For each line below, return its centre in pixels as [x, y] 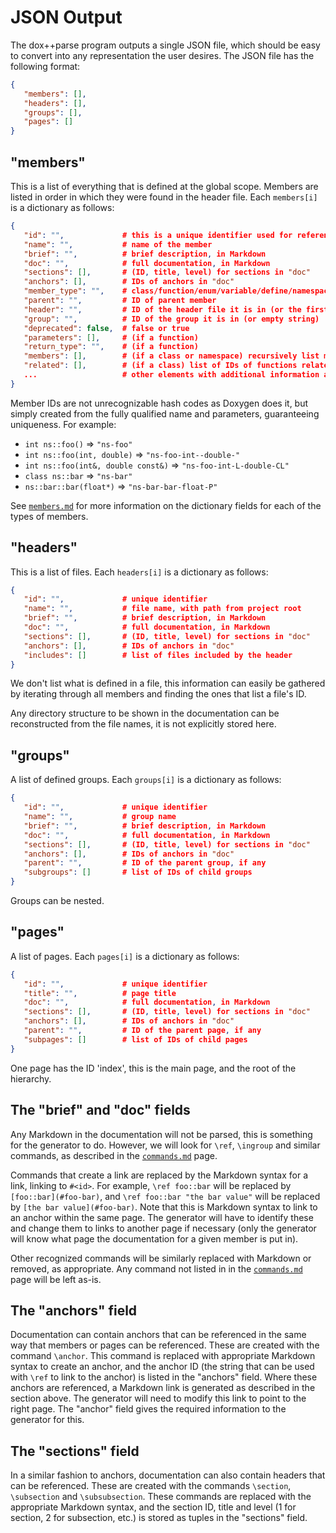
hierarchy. [31, 1078]
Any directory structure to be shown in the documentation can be [145, 713]
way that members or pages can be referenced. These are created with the [165, 1345]
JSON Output [66, 17]
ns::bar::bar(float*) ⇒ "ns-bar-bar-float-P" [121, 486]
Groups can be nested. [57, 900]
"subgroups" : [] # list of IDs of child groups [138, 872]
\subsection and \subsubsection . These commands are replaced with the [161, 1497]
